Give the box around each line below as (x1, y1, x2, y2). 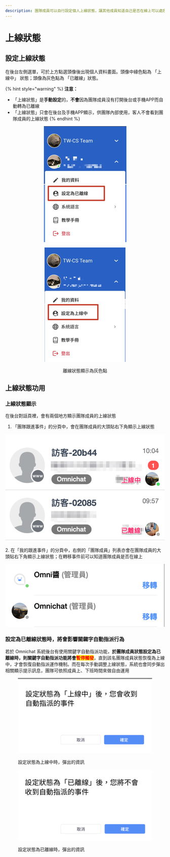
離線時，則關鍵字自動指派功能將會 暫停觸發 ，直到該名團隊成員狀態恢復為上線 (5, 655, 165, 661)
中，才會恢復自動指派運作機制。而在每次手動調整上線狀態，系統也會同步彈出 (5, 661, 165, 667)
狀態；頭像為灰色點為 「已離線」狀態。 (19, 75, 101, 81)
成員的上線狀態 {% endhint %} (17, 115, 80, 121)
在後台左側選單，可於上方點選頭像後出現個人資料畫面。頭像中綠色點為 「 (5, 69, 157, 75)
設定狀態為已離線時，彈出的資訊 (18, 846, 84, 852)
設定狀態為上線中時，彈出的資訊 (18, 759, 84, 765)
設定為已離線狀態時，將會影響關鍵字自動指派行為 (5, 636, 125, 643)
